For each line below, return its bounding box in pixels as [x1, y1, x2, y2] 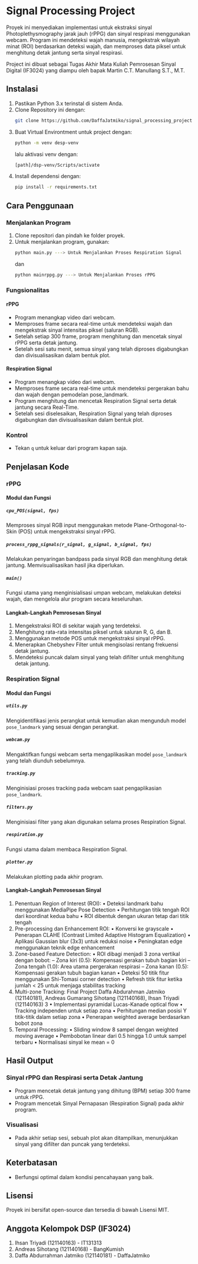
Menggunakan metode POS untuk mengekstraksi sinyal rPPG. [14, 635, 165, 642]
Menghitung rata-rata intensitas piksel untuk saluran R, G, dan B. [14, 628, 173, 636]
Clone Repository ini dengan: [14, 106, 86, 113]
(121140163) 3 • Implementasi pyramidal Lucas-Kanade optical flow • [14, 1001, 183, 1008]
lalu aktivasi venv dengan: [14, 150, 78, 158]
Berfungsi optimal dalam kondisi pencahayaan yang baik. [14, 1173, 154, 1180]
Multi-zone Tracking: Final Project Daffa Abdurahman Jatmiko [14, 988, 165, 995]
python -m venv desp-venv [14, 139, 79, 146]
